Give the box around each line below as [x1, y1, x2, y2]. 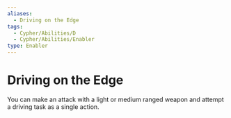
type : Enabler [7, 42, 49, 49]
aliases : [7, 10, 33, 17]
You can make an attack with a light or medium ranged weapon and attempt [7, 95, 224, 103]
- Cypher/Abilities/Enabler [13, 36, 95, 43]
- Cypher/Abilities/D [13, 29, 77, 37]
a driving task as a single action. [7, 102, 99, 111]
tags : [7, 23, 23, 30]
